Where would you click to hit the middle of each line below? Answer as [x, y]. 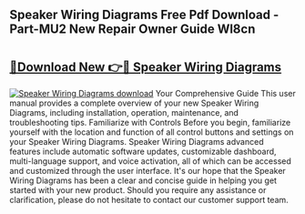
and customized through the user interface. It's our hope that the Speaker [148, 171]
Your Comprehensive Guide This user [225, 93]
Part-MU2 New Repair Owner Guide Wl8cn [132, 30]
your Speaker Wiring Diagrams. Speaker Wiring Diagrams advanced [137, 142]
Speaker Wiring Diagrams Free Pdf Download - [144, 15]
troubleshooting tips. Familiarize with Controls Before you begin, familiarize [150, 122]
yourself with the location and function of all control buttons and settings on [152, 132]
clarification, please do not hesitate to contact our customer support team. [149, 200]
